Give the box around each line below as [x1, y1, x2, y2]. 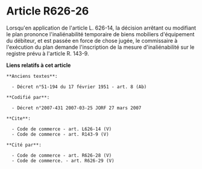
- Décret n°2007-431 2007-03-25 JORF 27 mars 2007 [11, 104, 142, 111]
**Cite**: [6, 115, 31, 121]
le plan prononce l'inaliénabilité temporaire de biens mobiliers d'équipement [6, 30, 195, 37]
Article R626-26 [6, 4, 89, 18]
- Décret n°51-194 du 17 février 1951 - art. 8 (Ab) [11, 83, 147, 90]
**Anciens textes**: [6, 73, 58, 79]
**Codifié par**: [6, 94, 50, 100]
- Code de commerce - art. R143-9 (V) [11, 131, 110, 137]
